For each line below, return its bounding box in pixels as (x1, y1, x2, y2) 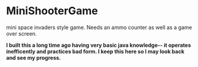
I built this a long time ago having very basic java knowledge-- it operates (6, 42, 191, 49)
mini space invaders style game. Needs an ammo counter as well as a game (6, 24, 192, 31)
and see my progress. (6, 54, 61, 61)
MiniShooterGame (6, 4, 98, 18)
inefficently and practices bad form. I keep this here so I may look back (6, 47, 185, 55)
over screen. (6, 30, 37, 37)
